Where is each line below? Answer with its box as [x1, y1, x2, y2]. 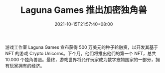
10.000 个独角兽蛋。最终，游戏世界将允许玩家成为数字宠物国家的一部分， [5, 56, 156, 62]
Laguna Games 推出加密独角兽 [20, 4, 147, 16]
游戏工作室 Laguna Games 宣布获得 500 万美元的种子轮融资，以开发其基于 [5, 44, 159, 50]
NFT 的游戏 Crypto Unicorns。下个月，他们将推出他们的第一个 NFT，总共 [5, 50, 157, 56]
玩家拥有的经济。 [9, 63, 45, 69]
